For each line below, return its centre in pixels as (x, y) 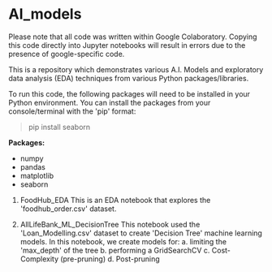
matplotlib (37, 175)
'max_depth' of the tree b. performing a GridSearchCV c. (115, 250)
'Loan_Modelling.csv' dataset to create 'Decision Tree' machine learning (141, 233)
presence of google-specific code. (67, 54)
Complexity (39, 259)
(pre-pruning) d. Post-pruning (110, 259)
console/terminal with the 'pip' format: (72, 111)
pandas (33, 166)
